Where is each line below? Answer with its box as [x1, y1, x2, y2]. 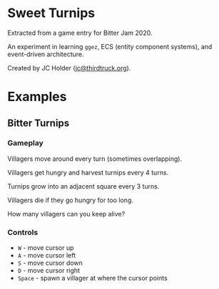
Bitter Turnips [7, 117, 70, 129]
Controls [7, 227, 39, 237]
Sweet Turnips [7, 5, 96, 21]
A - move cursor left [17, 251, 76, 260]
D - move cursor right [17, 266, 81, 275]
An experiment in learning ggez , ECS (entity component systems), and [7, 42, 213, 51]
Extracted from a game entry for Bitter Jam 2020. [7, 28, 153, 37]
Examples [7, 89, 67, 105]
